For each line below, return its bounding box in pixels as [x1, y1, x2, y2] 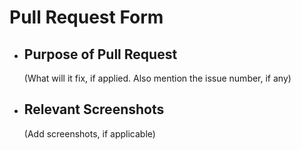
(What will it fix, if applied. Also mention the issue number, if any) [23, 72, 292, 84]
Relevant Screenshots [23, 101, 165, 118]
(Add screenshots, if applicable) [23, 127, 156, 140]
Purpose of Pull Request [23, 46, 178, 63]
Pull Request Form [9, 6, 164, 29]
